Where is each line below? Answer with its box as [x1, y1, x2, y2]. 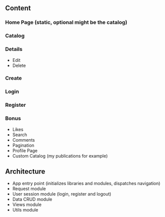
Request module [12, 186, 46, 192]
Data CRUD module [12, 197, 52, 203]
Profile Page [12, 147, 38, 154]
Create [5, 75, 22, 82]
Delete [12, 62, 26, 68]
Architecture [5, 167, 46, 176]
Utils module [12, 207, 38, 213]
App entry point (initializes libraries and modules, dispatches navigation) [12, 181, 161, 187]
